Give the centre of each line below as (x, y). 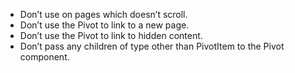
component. (44, 57)
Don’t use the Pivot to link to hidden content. (111, 35)
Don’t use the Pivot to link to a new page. (104, 25)
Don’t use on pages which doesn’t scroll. (103, 14)
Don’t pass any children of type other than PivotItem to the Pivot (152, 46)
